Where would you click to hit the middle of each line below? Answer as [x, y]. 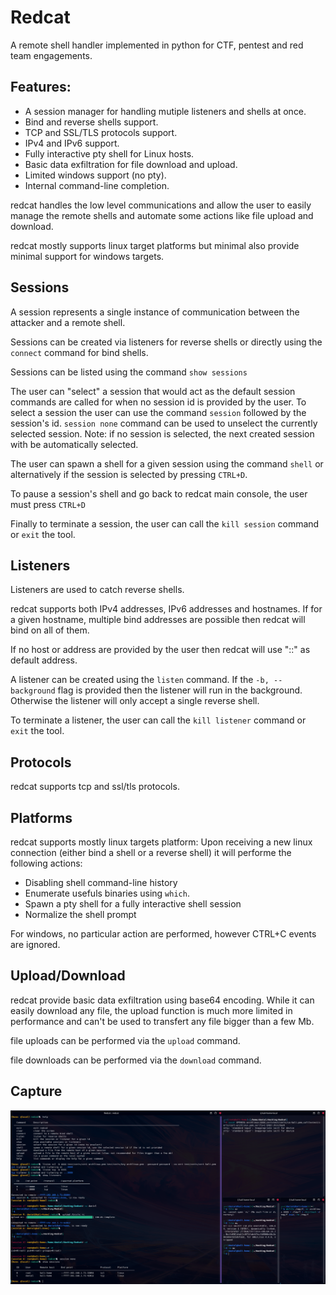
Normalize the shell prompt [80, 914]
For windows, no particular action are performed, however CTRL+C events [163, 934]
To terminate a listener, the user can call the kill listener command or [158, 720]
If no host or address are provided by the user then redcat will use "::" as [160, 650]
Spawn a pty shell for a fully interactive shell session [133, 904]
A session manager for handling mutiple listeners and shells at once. [165, 111]
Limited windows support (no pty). [95, 175]
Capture [36, 1091]
